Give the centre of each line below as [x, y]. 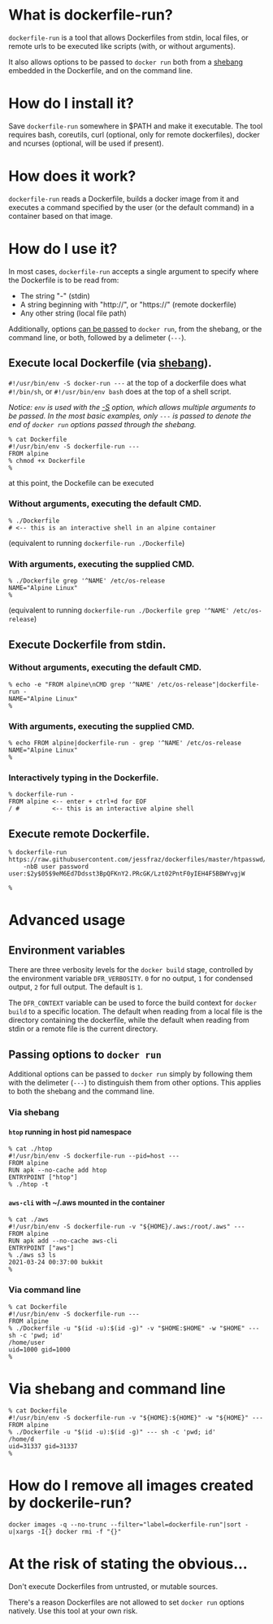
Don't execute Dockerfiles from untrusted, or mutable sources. [113, 1586]
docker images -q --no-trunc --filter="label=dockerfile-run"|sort [125, 1524]
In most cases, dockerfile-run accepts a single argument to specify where [134, 271]
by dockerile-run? [70, 1502]
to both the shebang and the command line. [82, 1091]
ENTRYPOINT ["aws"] [41, 1248]
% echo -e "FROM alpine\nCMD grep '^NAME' [81, 684]
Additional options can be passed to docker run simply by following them [131, 1074]
